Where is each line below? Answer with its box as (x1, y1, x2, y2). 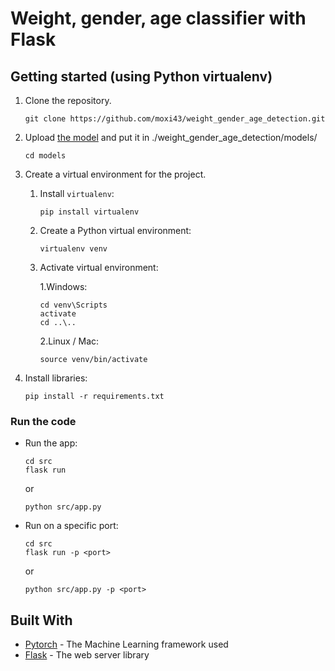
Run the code (10, 414, 77, 428)
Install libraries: (24, 372, 88, 384)
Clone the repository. (24, 95, 112, 106)
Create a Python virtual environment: (39, 225, 192, 236)
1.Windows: (39, 281, 88, 292)
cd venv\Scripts (39, 300, 108, 310)
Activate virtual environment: (39, 262, 159, 273)
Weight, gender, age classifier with (10, 7, 307, 30)
